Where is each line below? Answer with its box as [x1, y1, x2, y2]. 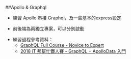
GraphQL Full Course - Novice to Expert [20, 42, 104, 48]
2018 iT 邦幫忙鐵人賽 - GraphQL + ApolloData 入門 [20, 48, 126, 54]
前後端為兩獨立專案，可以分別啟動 [12, 25, 85, 32]
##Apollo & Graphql [5, 5, 47, 10]
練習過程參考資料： [12, 37, 54, 42]
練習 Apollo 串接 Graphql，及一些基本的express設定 [12, 15, 121, 21]
